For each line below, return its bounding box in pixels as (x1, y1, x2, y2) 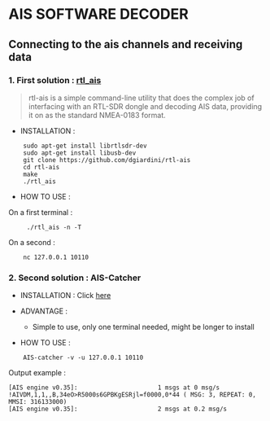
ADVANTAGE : (20, 306, 67, 316)
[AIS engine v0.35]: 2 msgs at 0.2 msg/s (8, 405, 228, 414)
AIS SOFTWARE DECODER (8, 5, 189, 24)
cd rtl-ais (23, 163, 60, 171)
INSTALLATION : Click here (20, 291, 111, 300)
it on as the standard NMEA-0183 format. (28, 110, 167, 120)
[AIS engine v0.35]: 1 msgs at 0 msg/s (8, 384, 220, 392)
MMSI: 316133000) (8, 398, 67, 406)
